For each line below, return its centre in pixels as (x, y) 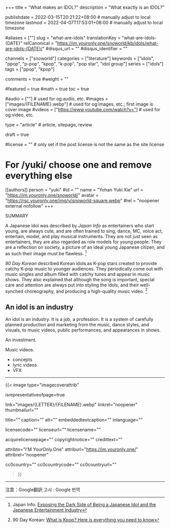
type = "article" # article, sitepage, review (49, 125)
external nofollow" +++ (29, 206)
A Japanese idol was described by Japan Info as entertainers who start (80, 225)
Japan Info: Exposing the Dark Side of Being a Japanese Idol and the (84, 505)
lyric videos (25, 365)
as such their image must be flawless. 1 (46, 253)
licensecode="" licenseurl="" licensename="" (53, 430)
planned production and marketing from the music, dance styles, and (77, 325)
